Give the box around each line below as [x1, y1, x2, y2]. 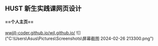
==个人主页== [5, 19, 34, 24]
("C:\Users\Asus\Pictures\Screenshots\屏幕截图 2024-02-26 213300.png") [5, 35, 154, 41]
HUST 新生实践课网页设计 [5, 4, 82, 13]
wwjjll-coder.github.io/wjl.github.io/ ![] [5, 30, 81, 35]
